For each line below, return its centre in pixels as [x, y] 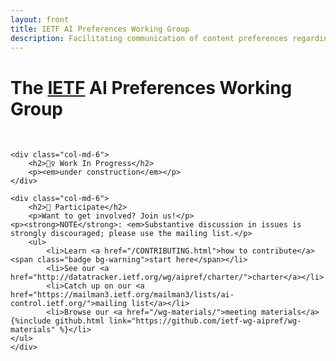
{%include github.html [57, 321]
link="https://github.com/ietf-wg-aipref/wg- [205, 321]
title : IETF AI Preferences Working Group [100, 29]
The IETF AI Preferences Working [151, 87]
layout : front [40, 19]
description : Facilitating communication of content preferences [149, 38]
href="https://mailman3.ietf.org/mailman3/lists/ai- [122, 295]
